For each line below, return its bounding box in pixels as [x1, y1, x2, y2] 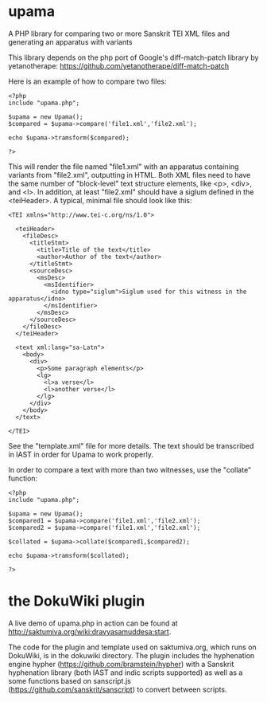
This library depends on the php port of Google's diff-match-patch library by [8, 53, 259, 62]
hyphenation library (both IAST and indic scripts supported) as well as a [8, 668, 243, 677]
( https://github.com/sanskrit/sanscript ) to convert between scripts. [8, 684, 227, 694]
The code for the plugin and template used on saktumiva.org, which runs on [8, 642, 257, 652]
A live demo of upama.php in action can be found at [8, 618, 178, 628]
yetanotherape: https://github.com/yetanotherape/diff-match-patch [8, 61, 230, 70]
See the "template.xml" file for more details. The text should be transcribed [8, 441, 254, 450]
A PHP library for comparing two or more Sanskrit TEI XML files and [8, 29, 230, 38]
